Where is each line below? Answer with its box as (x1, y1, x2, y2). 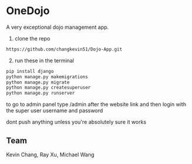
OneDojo (6, 4, 50, 18)
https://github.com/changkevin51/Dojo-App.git (6, 46, 123, 52)
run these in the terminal (14, 57, 74, 64)
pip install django (6, 68, 54, 74)
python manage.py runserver (6, 90, 75, 96)
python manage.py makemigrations (6, 73, 88, 80)
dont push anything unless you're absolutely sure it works (6, 119, 147, 126)
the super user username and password (6, 107, 103, 114)
